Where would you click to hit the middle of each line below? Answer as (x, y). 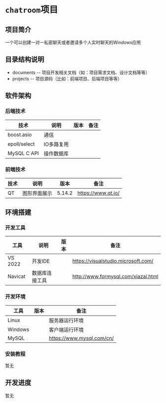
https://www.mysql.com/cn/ (81, 338)
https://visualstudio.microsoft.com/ (113, 261)
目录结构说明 (25, 60)
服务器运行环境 (66, 320)
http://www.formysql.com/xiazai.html (115, 276)
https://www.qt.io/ (99, 193)
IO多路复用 (56, 144)
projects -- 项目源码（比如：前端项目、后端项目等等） (67, 78)
